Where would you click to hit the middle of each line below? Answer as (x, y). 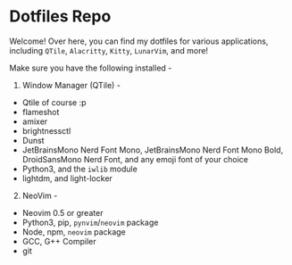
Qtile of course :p (54, 102)
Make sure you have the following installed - (91, 68)
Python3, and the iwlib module (80, 169)
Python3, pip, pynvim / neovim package (90, 222)
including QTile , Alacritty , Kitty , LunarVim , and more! (108, 50)
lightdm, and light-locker (67, 178)
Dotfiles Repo (60, 17)
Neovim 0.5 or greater (63, 212)
